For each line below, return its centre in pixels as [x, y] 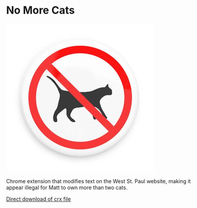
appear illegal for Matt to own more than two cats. [67, 187]
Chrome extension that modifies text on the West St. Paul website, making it [98, 181]
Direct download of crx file [38, 199]
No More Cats [41, 10]
